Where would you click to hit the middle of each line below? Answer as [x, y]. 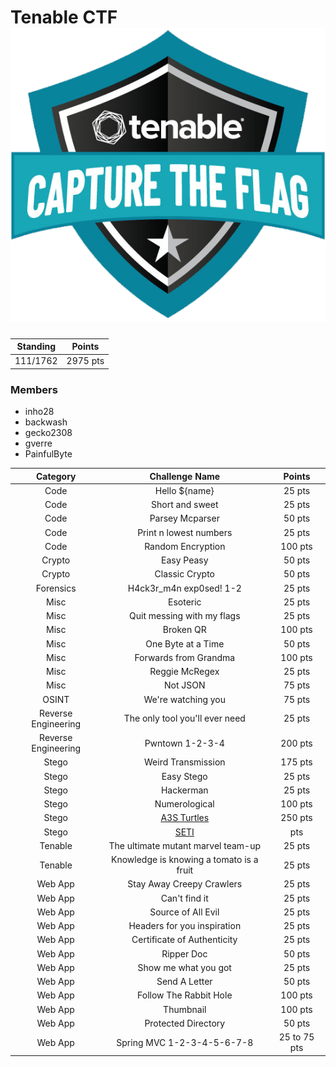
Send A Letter [184, 982]
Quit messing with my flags [185, 616]
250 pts [296, 818]
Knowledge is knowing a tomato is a [184, 860]
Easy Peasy [185, 560]
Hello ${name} [184, 490]
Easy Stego [184, 776]
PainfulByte [48, 454]
